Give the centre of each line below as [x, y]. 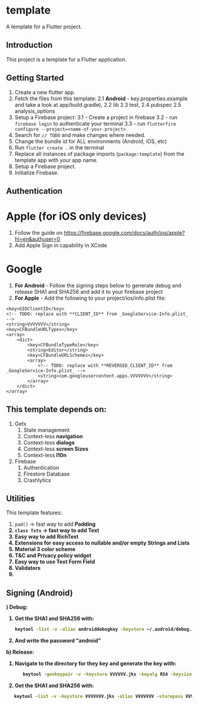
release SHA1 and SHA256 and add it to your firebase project [89, 291]
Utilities [21, 499]
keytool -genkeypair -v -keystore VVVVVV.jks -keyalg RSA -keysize [107, 674]
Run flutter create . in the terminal [59, 147]
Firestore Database [47, 474]
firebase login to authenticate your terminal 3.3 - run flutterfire [95, 123]
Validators [28, 568]
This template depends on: [57, 410]
